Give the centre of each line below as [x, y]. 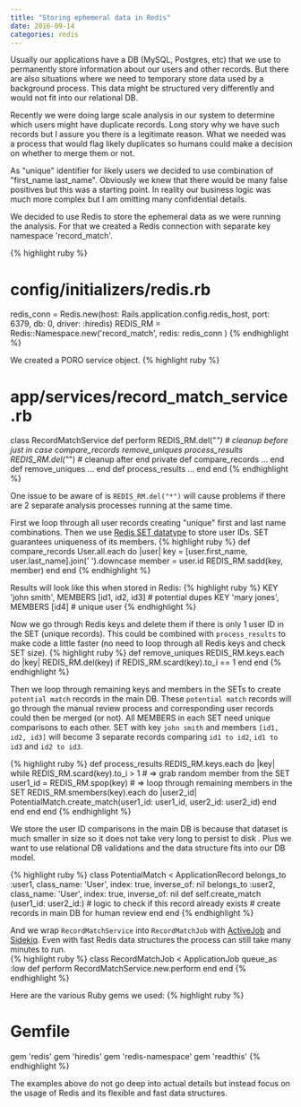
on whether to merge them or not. [73, 153]
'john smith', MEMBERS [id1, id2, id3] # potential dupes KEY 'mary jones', [145, 597]
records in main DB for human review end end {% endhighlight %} [132, 913]
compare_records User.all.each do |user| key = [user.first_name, [129, 552]
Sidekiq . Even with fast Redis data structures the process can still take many [151, 940]
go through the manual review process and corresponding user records [142, 709]
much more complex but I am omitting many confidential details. [129, 199]
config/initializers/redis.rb [111, 289]
